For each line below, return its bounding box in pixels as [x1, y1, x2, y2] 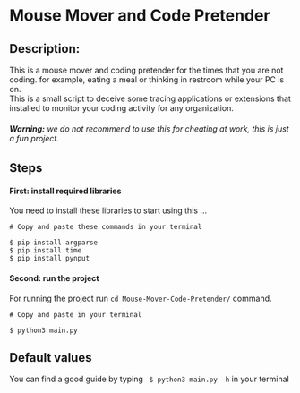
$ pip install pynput [9, 254, 90, 263]
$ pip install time [9, 246, 82, 255]
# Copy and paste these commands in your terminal [9, 223, 202, 232]
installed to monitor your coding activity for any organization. [9, 103, 235, 113]
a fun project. [9, 132, 60, 143]
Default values [9, 350, 92, 365]
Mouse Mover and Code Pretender [9, 5, 270, 26]
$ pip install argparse [9, 238, 99, 247]
